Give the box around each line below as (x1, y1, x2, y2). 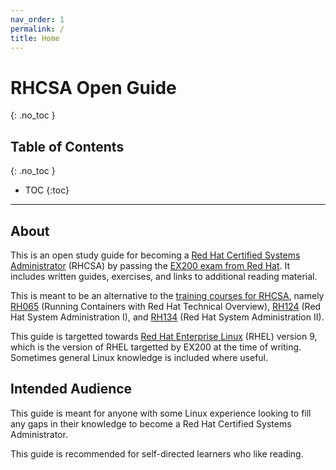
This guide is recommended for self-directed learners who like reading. (10, 447, 304, 460)
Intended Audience (10, 381, 133, 398)
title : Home (10, 33, 60, 43)
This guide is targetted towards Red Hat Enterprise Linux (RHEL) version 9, (10, 330, 318, 342)
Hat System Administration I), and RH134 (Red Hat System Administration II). (10, 311, 325, 323)
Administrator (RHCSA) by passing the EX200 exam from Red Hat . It (10, 259, 291, 271)
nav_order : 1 (10, 14, 65, 25)
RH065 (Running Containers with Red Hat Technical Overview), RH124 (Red (10, 300, 322, 312)
